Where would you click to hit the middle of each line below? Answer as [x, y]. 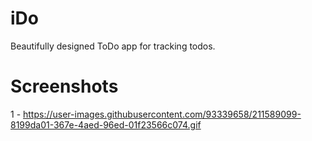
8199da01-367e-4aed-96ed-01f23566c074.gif [106, 124]
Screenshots [64, 86]
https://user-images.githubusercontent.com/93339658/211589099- [162, 114]
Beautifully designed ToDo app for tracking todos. [113, 46]
